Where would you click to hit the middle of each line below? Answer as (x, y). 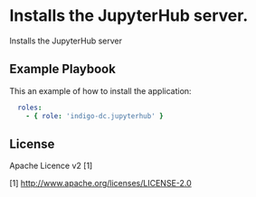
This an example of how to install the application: (100, 90)
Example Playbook (62, 69)
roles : (30, 108)
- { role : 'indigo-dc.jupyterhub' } (95, 116)
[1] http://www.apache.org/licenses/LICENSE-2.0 (100, 183)
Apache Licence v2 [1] (51, 166)
